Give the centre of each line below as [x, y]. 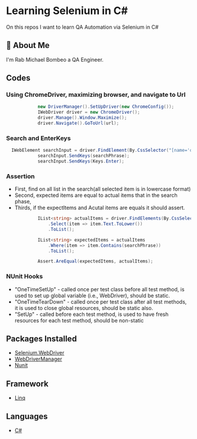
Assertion [21, 176]
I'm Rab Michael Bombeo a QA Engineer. [55, 59]
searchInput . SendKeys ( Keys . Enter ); [81, 161]
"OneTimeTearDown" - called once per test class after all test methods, [101, 302]
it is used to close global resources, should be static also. [84, 308]
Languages [27, 416]
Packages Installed [42, 338]
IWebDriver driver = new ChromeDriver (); [89, 113]
